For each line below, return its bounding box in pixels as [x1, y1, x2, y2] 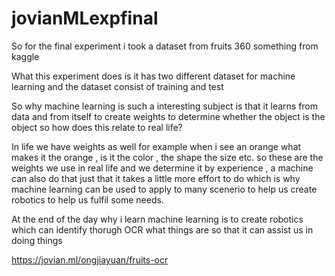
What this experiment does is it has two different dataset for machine [11, 70, 296, 82]
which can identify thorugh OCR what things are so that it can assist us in [11, 223, 314, 236]
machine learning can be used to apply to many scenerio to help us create [11, 183, 318, 195]
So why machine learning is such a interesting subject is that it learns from [11, 100, 319, 112]
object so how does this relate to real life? [11, 121, 183, 133]
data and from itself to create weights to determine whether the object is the [11, 110, 326, 122]
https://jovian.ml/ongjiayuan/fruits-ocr [11, 253, 169, 266]
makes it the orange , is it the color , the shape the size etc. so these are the [11, 151, 324, 163]
